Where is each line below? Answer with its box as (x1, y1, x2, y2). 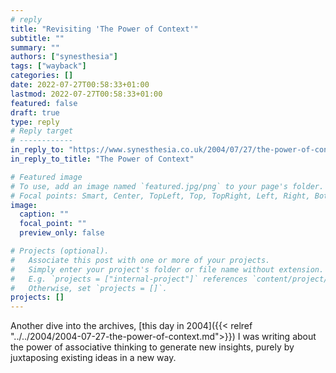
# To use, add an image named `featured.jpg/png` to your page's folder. (10, 181, 325, 191)
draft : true (10, 107, 60, 118)
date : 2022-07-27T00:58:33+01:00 (10, 80, 150, 90)
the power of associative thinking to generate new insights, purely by (10, 341, 295, 353)
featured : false (10, 98, 78, 108)
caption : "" (19, 209, 70, 220)
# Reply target (10, 126, 74, 136)
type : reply (10, 117, 60, 127)
